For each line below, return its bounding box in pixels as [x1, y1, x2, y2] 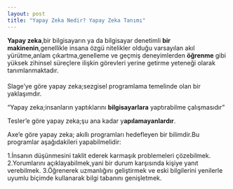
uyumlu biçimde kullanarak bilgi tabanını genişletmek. [7, 174, 162, 183]
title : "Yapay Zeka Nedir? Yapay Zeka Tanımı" [7, 17, 146, 24]
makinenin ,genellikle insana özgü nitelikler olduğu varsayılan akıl [7, 44, 195, 52]
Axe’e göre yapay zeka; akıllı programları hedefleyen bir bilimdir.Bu [7, 131, 200, 139]
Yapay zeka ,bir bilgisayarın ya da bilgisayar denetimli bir [7, 36, 171, 44]
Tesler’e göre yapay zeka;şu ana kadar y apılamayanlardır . [7, 117, 176, 125]
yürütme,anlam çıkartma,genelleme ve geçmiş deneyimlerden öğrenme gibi [7, 51, 227, 60]
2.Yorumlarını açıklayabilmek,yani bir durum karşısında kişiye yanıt [7, 159, 199, 167]
